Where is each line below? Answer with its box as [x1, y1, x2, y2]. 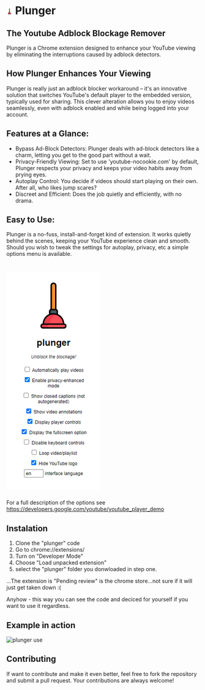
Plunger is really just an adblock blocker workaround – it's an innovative [6, 84, 187, 92]
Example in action [6, 620, 76, 631]
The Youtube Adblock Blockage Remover [6, 28, 166, 39]
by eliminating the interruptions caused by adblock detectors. [6, 51, 162, 58]
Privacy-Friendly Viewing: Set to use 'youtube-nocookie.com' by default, [15, 157, 199, 165]
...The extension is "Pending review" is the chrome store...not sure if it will [6, 577, 193, 585]
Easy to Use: [6, 215, 55, 225]
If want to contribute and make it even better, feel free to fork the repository [6, 670, 197, 677]
